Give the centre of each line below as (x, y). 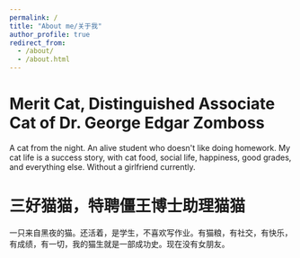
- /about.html (44, 59)
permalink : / (34, 18)
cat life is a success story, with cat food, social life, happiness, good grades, (150, 157)
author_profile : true (50, 34)
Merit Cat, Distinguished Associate (142, 104)
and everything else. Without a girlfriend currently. (102, 166)
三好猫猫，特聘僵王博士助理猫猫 (128, 206)
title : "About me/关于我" (56, 26)
